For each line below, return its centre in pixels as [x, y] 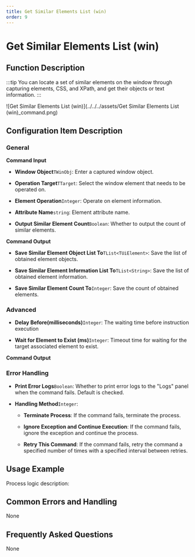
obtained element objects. [46, 259]
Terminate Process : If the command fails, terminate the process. [102, 415]
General [18, 147]
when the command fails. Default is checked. [70, 392]
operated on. [30, 190]
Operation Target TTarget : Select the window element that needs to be [100, 183]
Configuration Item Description [64, 131]
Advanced [21, 310]
